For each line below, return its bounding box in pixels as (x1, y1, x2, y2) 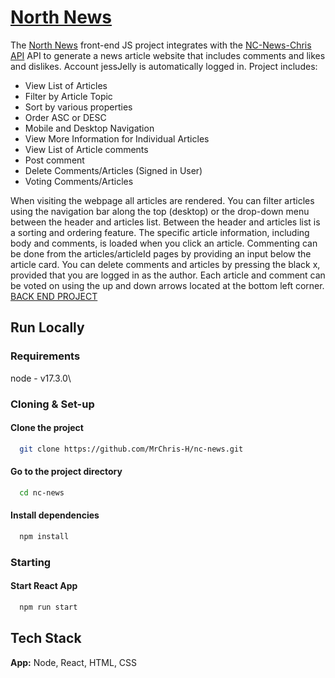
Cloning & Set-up (10, 397, 95, 411)
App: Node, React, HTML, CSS (10, 656, 138, 668)
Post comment (24, 154, 85, 166)
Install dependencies (10, 509, 100, 521)
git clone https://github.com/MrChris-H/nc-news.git (19, 444, 244, 454)
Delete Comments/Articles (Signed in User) (24, 164, 203, 176)
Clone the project (10, 422, 84, 434)
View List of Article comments (24, 143, 149, 155)
